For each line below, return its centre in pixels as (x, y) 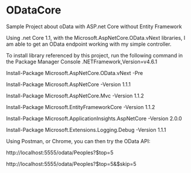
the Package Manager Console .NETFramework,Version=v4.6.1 (82, 62)
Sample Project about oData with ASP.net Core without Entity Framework (94, 26)
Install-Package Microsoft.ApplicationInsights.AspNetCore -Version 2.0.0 (94, 118)
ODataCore (34, 10)
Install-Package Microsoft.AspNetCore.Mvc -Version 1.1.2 (75, 96)
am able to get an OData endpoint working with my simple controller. (89, 44)
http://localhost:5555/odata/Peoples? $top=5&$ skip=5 (71, 164)
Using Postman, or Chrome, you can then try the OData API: (78, 141)
